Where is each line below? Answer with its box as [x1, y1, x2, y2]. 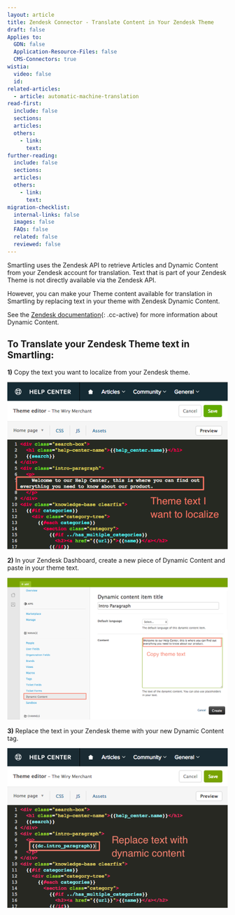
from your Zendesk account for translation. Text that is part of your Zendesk [7, 268, 227, 276]
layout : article [7, 11, 55, 18]
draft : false [7, 26, 45, 33]
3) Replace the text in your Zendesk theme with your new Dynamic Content [7, 726, 225, 735]
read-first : [7, 100, 42, 107]
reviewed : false [13, 241, 61, 248]
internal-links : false [13, 211, 80, 218]
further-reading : [7, 152, 58, 159]
